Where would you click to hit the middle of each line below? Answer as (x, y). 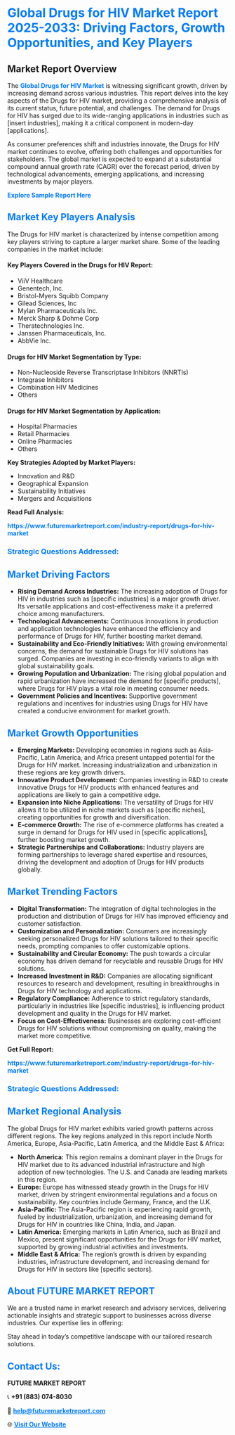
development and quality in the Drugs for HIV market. (94, 1013)
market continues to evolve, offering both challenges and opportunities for (115, 152)
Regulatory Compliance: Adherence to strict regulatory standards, (114, 998)
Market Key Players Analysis (71, 217)
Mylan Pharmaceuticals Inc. (58, 311)
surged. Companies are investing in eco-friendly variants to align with (118, 658)
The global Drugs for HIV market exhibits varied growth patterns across (110, 1128)
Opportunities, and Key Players (100, 43)
